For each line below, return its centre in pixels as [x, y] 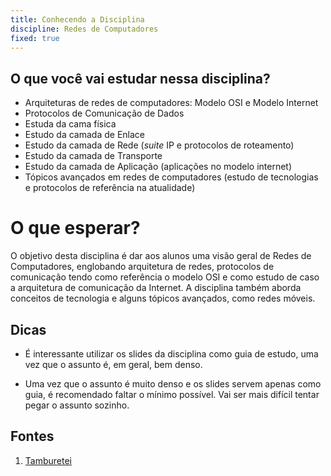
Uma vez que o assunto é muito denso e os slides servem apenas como [173, 383]
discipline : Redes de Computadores [84, 29]
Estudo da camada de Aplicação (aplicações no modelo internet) [158, 167]
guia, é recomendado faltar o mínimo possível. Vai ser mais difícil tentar [172, 394]
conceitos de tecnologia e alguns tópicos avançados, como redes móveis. [163, 298]
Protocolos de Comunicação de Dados [104, 113]
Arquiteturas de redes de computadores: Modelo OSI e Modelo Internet [171, 103]
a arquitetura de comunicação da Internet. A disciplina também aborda [156, 288]
